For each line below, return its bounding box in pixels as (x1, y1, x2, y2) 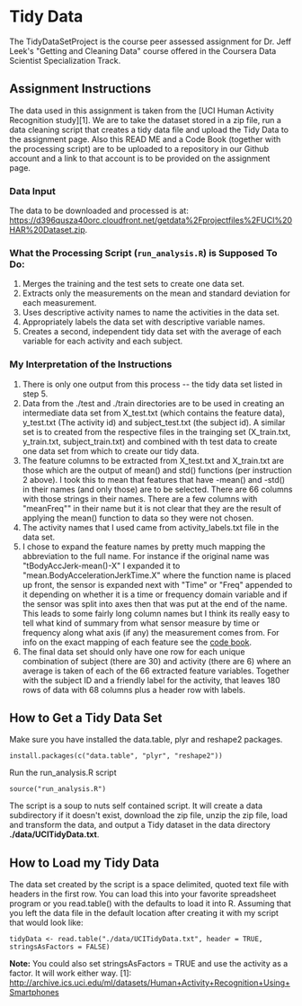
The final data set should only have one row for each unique (22, 645, 245, 657)
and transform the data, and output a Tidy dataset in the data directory (9, 820, 271, 831)
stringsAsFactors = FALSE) (9, 942, 111, 952)
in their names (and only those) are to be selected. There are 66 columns (22, 484, 293, 494)
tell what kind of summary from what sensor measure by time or (22, 618, 261, 628)
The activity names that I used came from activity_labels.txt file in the (22, 521, 280, 532)
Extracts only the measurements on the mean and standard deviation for (22, 288, 290, 298)
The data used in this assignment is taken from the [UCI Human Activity (9, 105, 274, 116)
